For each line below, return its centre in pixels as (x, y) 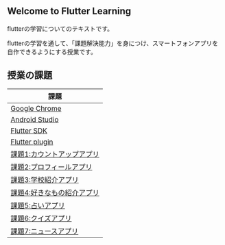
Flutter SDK (29, 131)
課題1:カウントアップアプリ (55, 154)
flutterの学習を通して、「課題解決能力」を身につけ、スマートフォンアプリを (113, 43)
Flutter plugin (32, 142)
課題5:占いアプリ (38, 205)
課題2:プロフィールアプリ (51, 167)
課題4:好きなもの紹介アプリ (55, 192)
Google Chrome (36, 108)
